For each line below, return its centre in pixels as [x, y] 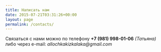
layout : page [19, 19]
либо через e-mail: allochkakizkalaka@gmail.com [59, 44]
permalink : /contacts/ [30, 24]
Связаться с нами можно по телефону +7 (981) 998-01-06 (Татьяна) [81, 39]
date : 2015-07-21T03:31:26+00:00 [41, 15]
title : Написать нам [28, 10]
